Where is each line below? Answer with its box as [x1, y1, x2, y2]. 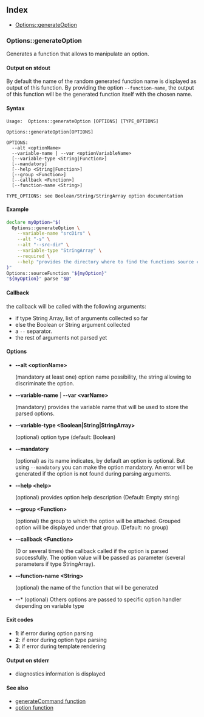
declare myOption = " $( [6, 219, 61, 225]
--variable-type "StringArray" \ [17, 248, 102, 254]
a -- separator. [15, 327, 53, 335]
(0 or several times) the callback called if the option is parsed [15, 547, 169, 554]
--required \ [17, 253, 50, 259]
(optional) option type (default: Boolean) [15, 433, 116, 441]
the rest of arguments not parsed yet [15, 334, 107, 341]
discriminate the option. [15, 379, 75, 387]
